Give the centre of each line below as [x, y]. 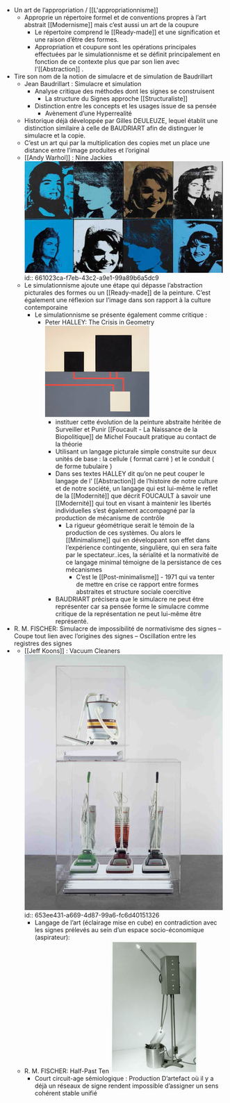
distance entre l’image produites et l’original [87, 150]
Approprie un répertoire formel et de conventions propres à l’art [115, 17]
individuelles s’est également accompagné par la [125, 511]
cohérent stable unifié [66, 1093]
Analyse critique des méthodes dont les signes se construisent [124, 91]
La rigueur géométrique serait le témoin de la [130, 525]
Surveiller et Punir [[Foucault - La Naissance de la [126, 429]
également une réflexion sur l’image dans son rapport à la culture [117, 300]
